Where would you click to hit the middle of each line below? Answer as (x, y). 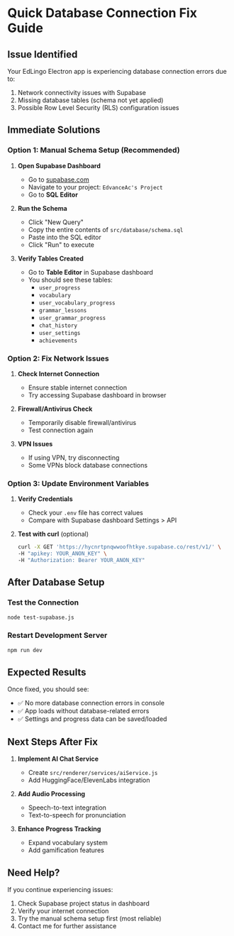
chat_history (58, 325)
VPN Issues (35, 444)
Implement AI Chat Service (58, 759)
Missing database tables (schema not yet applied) (90, 100)
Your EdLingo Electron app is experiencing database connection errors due (117, 71)
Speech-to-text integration (67, 808)
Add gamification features (66, 850)
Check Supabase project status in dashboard (84, 903)
